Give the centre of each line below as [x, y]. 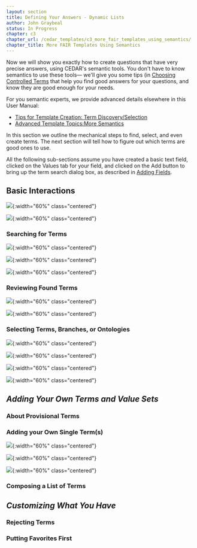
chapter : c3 [21, 34]
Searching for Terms [37, 234]
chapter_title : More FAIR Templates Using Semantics [73, 45]
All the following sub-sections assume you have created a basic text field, [97, 159]
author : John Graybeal [34, 23]
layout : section [26, 12]
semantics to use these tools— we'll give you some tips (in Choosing [91, 75]
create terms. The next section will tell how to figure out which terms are [96, 141]
